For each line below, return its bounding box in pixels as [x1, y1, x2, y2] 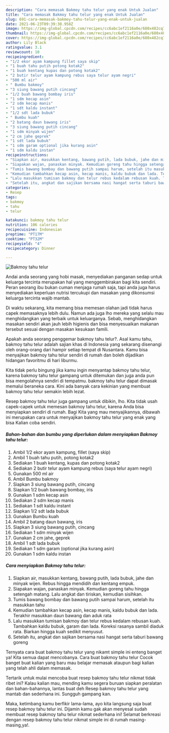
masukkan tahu [13, 602, 45, 608]
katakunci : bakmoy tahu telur [6, 217, 69, 223]
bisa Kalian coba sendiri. [6, 420, 57, 426]
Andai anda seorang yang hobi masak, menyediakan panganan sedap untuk [6, 274, 162, 280]
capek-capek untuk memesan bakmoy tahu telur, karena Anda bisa [6, 404, 144, 410]
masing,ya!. [6, 722, 30, 728]
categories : [6, 185, 31, 190]
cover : [6, 36, 20, 41]
